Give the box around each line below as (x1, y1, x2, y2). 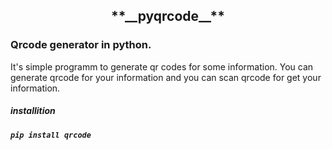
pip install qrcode (10, 130, 92, 140)
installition (10, 105, 56, 117)
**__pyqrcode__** (110, 8, 226, 25)
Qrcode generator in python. (10, 38, 152, 52)
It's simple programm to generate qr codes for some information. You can (10, 60, 314, 73)
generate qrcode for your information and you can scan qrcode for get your (10, 71, 322, 83)
